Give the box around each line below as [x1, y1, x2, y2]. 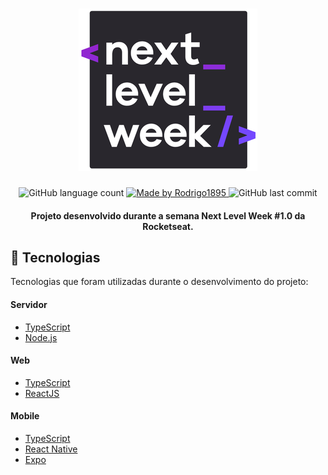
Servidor [10, 298, 48, 310]
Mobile [10, 410, 40, 422]
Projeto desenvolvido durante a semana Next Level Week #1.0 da [30, 209, 306, 222]
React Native [24, 443, 78, 455]
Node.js [24, 331, 58, 343]
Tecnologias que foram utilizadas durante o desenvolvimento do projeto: [10, 276, 309, 288]
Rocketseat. [142, 220, 194, 232]
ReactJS [24, 387, 60, 399]
